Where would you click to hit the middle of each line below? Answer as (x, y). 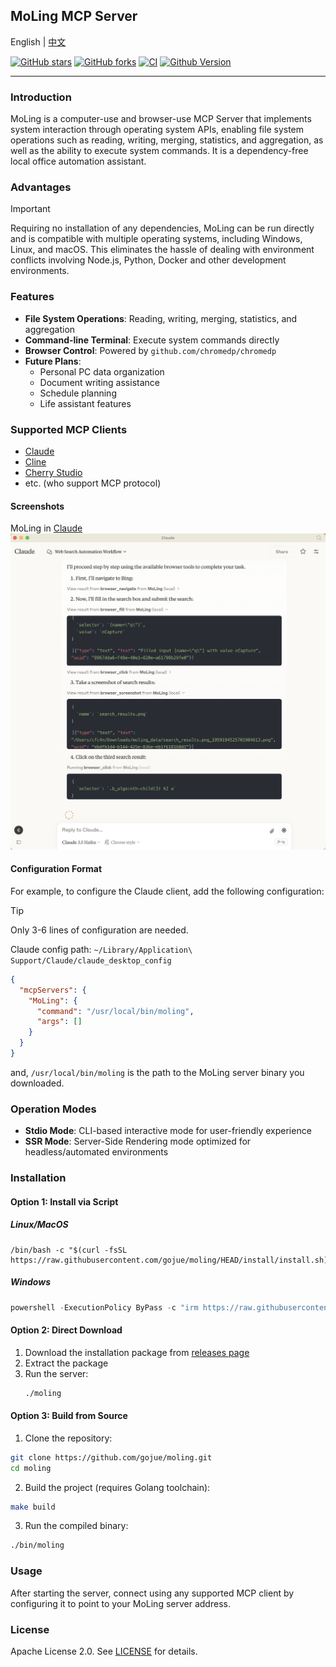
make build (33, 1507)
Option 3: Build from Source (69, 1416)
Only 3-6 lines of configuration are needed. (99, 930)
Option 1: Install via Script (64, 1201)
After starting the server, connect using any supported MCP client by (152, 1593)
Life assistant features (85, 403)
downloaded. (37, 1083)
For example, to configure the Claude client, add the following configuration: (167, 891)
